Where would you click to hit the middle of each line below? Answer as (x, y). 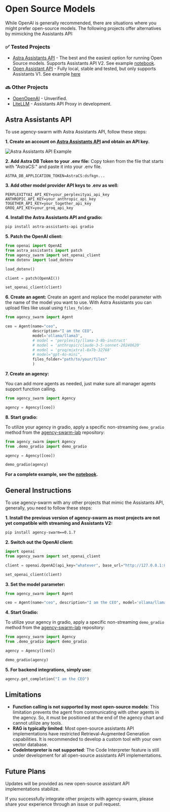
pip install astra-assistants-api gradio (50, 227)
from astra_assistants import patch (44, 251)
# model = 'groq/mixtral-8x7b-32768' (72, 350)
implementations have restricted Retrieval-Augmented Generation (81, 734)
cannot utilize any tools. (37, 723)
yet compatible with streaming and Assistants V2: (59, 523)
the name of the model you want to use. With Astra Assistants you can (78, 302)
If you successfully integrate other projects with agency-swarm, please (79, 799)
